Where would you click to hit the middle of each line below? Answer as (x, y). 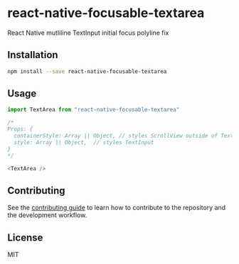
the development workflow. (47, 215)
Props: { (20, 129)
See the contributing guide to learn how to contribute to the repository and (117, 208)
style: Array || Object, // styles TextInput (84, 142)
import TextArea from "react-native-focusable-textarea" (94, 110)
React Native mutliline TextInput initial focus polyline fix (88, 33)
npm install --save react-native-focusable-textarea (87, 71)
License (25, 237)
